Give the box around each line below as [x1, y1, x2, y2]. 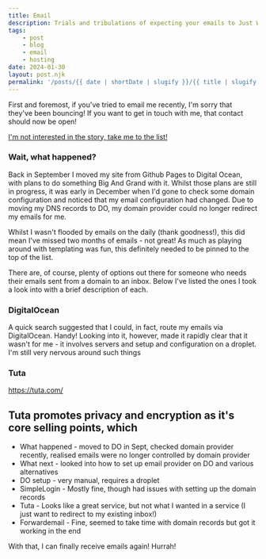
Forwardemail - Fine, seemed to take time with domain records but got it [19, 518, 256, 527]
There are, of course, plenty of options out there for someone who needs [8, 267, 247, 278]
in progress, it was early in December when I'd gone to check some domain [8, 186, 255, 196]
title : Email [8, 11, 51, 20]
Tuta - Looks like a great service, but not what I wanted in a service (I [19, 501, 246, 511]
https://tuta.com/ [8, 385, 63, 395]
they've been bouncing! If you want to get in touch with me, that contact [8, 108, 244, 117]
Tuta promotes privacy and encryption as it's [8, 408, 235, 422]
